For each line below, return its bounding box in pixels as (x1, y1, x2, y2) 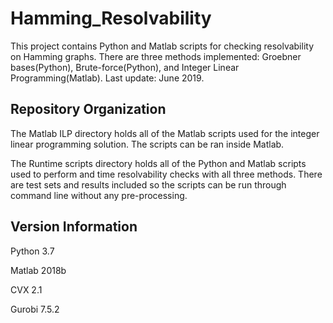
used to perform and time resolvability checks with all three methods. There (10, 168, 323, 180)
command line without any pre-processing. (10, 189, 188, 201)
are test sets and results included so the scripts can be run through (10, 178, 287, 191)
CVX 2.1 (10, 283, 43, 296)
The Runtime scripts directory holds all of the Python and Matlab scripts (10, 157, 307, 169)
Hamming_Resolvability (10, 7, 212, 30)
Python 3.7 (10, 245, 55, 257)
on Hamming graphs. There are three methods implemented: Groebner (10, 50, 302, 62)
